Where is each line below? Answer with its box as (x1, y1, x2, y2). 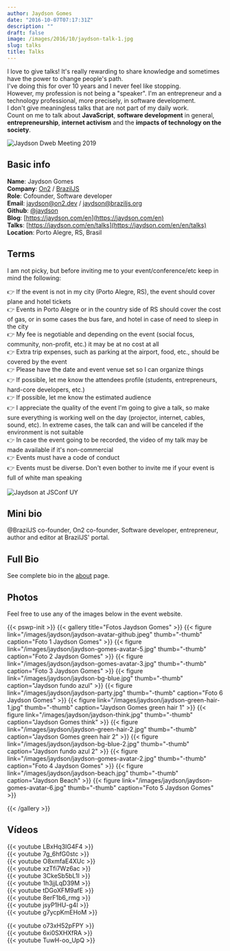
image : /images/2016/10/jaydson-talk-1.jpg (7, 36, 134, 43)
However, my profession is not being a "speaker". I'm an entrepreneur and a (7, 89, 222, 97)
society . (7, 125, 31, 134)
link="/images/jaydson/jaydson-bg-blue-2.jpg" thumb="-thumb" (7, 739, 190, 748)
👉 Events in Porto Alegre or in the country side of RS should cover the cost (7, 305, 221, 313)
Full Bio (7, 553, 39, 565)
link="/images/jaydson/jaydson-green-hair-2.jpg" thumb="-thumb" (7, 725, 197, 733)
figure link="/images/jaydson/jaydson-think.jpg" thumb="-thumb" (7, 711, 194, 719)
